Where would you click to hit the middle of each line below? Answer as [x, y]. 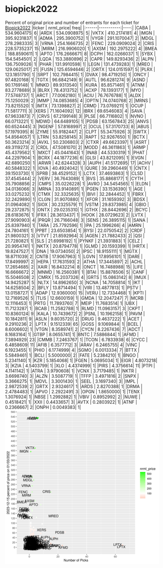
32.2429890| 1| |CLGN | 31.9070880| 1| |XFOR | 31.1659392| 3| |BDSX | [76, 199]
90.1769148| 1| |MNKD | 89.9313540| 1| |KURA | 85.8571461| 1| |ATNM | [76, 85]
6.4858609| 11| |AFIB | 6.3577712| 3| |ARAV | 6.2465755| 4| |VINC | [72, 345]
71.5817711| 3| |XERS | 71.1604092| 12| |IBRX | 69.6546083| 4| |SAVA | [75, 111]
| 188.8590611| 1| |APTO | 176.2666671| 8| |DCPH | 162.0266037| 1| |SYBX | [80, 54]
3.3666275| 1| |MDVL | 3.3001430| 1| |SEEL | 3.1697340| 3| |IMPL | [72, 381]
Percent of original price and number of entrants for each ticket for [72, 23]
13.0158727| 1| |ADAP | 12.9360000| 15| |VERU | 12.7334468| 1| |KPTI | [76, 293]
